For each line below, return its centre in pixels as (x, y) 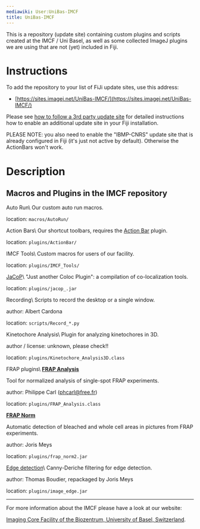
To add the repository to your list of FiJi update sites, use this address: (93, 88)
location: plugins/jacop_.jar (42, 288)
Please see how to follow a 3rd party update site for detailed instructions (95, 117)
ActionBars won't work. (35, 147)
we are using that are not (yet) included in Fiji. (62, 47)
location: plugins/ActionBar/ (42, 242)
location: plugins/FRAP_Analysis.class (54, 404)
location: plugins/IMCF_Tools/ (43, 265)
